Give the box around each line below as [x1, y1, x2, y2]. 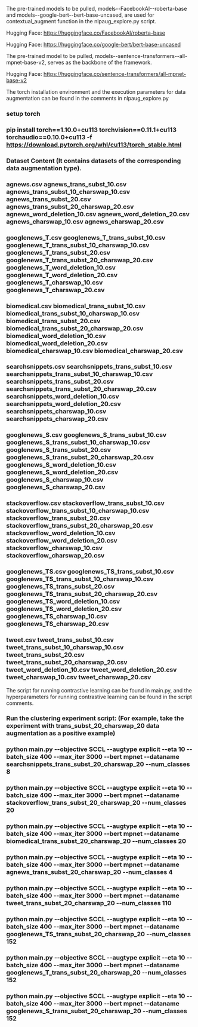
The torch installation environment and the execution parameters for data [6, 88, 186, 95]
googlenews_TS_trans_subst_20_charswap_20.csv [6, 590, 158, 598]
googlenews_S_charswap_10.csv [6, 476, 104, 484]
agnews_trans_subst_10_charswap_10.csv [6, 188, 130, 196]
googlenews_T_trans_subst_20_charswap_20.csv [6, 256, 153, 264]
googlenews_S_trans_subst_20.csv [6, 446, 112, 454]
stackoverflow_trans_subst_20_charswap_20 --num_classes [6, 799, 187, 807]
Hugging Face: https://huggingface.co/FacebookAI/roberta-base [6, 29, 166, 36]
